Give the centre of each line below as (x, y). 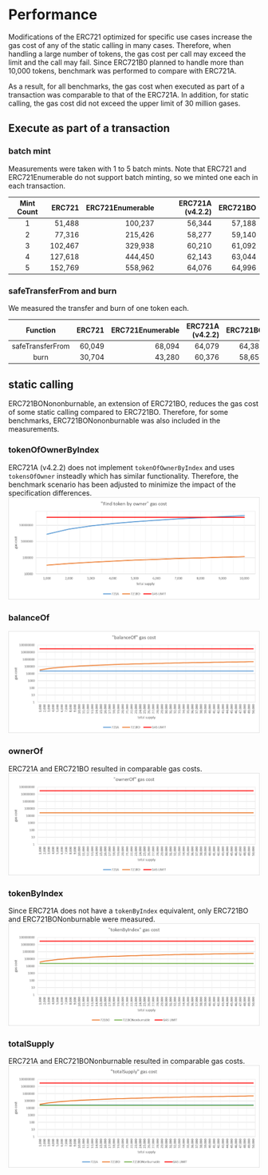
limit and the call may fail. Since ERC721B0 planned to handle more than (126, 62)
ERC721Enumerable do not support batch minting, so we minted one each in (133, 177)
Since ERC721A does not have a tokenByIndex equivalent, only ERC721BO (128, 910)
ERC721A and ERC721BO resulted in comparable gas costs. (105, 768)
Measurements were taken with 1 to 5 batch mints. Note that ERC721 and (128, 169)
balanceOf (29, 618)
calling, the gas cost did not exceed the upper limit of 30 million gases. (124, 103)
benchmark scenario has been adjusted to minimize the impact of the (122, 484)
